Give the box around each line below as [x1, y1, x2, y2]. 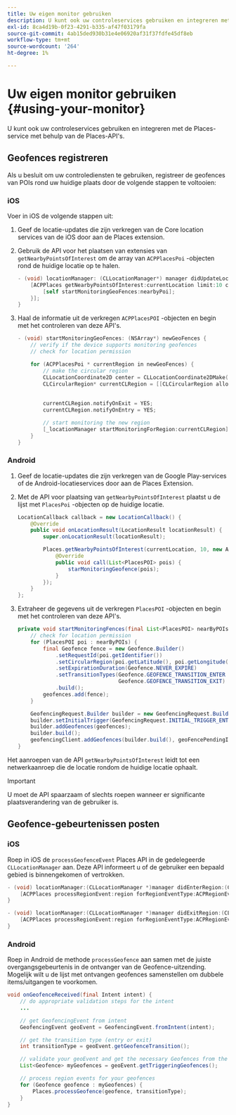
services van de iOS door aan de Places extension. [17, 233, 165, 241]
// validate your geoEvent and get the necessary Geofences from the [20, 1056, 228, 1063]
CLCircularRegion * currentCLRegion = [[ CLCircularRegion [43, 381, 213, 388]
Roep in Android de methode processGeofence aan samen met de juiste [7, 955, 212, 964]
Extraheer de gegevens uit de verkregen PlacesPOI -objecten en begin [17, 604, 221, 613]
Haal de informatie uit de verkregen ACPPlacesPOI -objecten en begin [17, 314, 216, 322]
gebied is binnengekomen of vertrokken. [7, 870, 125, 879]
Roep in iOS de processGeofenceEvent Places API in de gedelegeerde [7, 855, 206, 864]
